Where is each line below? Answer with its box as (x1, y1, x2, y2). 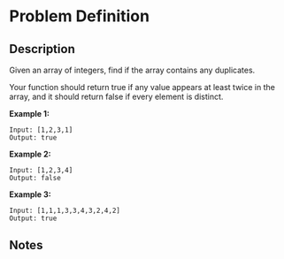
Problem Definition (9, 6, 150, 27)
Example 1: (9, 109, 50, 118)
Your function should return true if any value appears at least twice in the (9, 82, 276, 92)
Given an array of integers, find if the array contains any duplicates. (9, 65, 256, 75)
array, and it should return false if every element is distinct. (9, 91, 224, 102)
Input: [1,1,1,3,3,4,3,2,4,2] (9, 206, 121, 215)
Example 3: (9, 189, 51, 200)
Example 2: (9, 149, 51, 159)
